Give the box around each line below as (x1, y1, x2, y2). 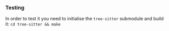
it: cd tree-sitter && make (5, 21, 61, 27)
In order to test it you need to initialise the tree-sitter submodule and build (5, 16, 164, 22)
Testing (5, 4, 24, 11)
